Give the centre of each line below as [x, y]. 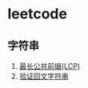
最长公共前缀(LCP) [50, 66]
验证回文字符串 [44, 76]
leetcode [37, 14]
